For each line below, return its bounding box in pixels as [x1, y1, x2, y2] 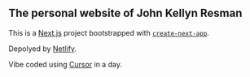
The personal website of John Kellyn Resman [8, 6, 243, 20]
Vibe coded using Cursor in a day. [8, 59, 122, 69]
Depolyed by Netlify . [8, 44, 77, 53]
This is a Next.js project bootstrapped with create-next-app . [8, 28, 210, 37]
